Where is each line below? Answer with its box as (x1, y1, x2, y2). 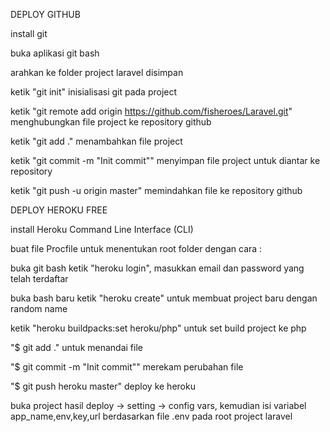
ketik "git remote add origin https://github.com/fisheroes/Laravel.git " (10, 105, 293, 117)
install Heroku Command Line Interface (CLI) (10, 224, 194, 235)
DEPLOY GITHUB (10, 9, 81, 20)
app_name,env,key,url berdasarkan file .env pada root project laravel (10, 410, 293, 422)
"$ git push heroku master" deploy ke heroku (10, 380, 196, 392)
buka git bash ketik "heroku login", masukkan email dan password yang (10, 262, 305, 274)
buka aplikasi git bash (10, 47, 100, 59)
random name (10, 303, 68, 314)
